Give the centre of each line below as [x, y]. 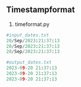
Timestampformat [41, 10]
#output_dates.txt [29, 63]
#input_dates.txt [28, 35]
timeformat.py [32, 24]
